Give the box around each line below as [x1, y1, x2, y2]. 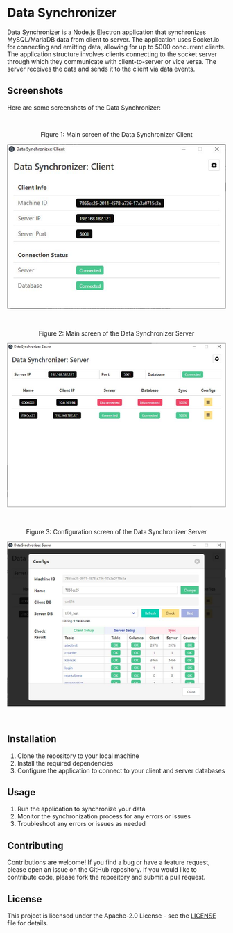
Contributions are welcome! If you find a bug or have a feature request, [7, 858, 210, 866]
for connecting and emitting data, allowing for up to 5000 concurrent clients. [7, 42, 226, 51]
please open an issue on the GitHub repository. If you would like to [7, 866, 198, 874]
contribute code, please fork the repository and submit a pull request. [7, 873, 206, 882]
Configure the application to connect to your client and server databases [17, 766, 225, 775]
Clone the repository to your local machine [17, 752, 139, 760]
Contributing [7, 839, 64, 852]
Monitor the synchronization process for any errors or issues [17, 812, 191, 820]
